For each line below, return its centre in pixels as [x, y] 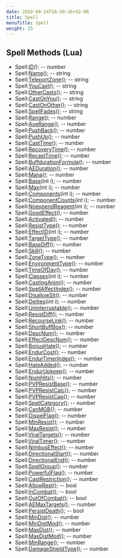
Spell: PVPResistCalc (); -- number [56, 390]
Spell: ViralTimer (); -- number [50, 441]
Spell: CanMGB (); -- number [49, 409]
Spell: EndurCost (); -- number [51, 352]
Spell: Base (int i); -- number [48, 181]
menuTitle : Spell [28, 23]
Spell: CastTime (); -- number [49, 143]
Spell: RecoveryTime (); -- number [55, 149]
